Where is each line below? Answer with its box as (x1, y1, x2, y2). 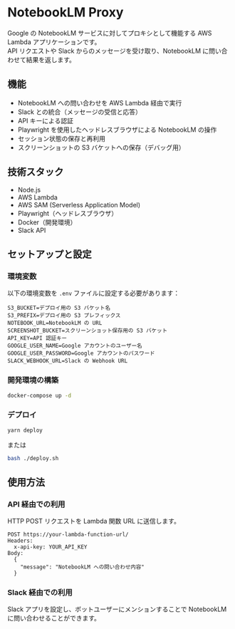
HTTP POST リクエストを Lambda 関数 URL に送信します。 (7, 517, 180, 526)
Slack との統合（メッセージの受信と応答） (17, 108, 142, 116)
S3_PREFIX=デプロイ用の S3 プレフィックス (7, 312, 121, 319)
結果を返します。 (26, 55, 76, 64)
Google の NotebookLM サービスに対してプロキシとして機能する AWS (7, 28, 212, 37)
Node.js (17, 185, 41, 194)
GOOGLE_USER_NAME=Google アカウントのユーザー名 (7, 343, 142, 350)
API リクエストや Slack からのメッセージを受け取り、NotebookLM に (7, 46, 209, 55)
